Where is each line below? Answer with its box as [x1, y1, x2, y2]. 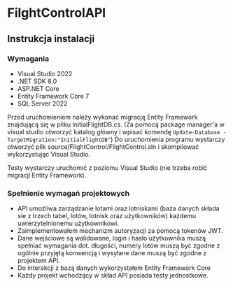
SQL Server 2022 [17, 99, 68, 108]
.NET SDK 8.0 [17, 77, 57, 85]
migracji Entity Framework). [7, 171, 87, 179]
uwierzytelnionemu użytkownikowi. [17, 219, 119, 228]
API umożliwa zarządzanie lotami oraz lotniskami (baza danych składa [17, 204, 220, 213]
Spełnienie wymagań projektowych [7, 188, 130, 198]
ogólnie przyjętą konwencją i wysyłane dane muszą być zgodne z [17, 249, 207, 257]
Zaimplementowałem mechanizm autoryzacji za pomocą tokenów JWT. [17, 227, 224, 235]
